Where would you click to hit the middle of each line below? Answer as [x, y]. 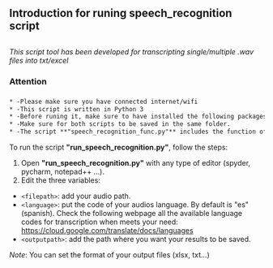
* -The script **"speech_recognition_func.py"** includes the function [132, 132]
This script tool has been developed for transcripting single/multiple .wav [132, 51]
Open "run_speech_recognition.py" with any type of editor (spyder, [135, 163]
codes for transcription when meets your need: [100, 222]
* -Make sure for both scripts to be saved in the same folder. [120, 124]
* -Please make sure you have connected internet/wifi [104, 102]
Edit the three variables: [60, 180]
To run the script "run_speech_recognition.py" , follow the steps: [119, 147]
